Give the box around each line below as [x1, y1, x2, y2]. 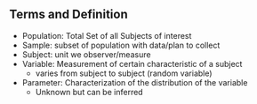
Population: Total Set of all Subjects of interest [21, 30, 192, 41]
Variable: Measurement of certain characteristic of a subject [21, 58, 243, 69]
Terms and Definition [9, 7, 128, 22]
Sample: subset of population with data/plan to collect [21, 40, 221, 50]
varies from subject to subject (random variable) [35, 68, 213, 78]
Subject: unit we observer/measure [21, 48, 151, 60]
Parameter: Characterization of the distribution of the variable [21, 77, 248, 87]
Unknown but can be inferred [35, 86, 144, 97]
